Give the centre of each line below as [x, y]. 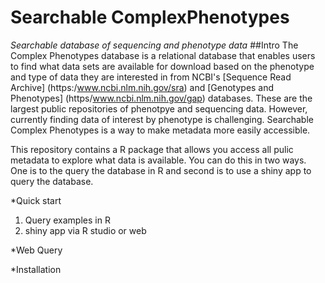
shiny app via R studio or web [85, 230]
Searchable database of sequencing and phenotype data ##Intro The [154, 45]
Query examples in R [67, 220]
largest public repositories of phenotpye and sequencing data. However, [159, 108]
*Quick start [36, 200]
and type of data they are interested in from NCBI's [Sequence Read [151, 77]
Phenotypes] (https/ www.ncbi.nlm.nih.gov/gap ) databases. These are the [161, 98]
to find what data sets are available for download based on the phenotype [162, 66]
